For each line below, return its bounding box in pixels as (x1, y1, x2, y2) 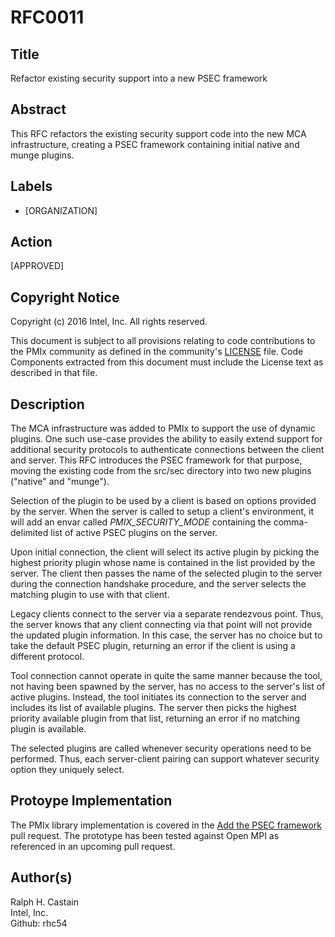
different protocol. (10, 651, 85, 663)
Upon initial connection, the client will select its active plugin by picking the (10, 546, 320, 558)
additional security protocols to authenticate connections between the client (10, 444, 325, 456)
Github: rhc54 (10, 917, 68, 929)
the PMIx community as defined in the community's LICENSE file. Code (10, 346, 304, 358)
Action (10, 234, 53, 251)
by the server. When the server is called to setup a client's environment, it (10, 506, 315, 518)
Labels (10, 178, 53, 195)
